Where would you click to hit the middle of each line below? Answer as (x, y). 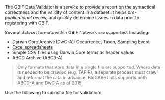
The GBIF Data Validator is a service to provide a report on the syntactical (80, 7)
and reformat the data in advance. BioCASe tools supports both (82, 78)
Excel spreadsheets (32, 47)
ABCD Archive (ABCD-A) (37, 58)
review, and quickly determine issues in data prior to (86, 17)
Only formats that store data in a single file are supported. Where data (88, 67)
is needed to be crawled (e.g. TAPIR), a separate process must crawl (87, 72)
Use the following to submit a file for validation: (53, 92)
